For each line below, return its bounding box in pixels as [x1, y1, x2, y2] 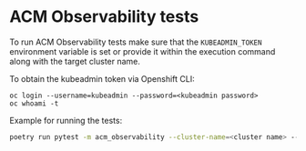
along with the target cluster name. [9, 55, 141, 66]
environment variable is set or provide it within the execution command [9, 45, 276, 56]
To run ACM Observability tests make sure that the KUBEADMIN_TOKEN [9, 36, 262, 47]
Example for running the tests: [9, 115, 123, 126]
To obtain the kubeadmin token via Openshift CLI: [9, 73, 196, 84]
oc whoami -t [9, 98, 59, 108]
